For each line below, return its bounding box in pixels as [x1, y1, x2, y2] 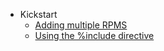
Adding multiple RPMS [34, 19, 128, 31]
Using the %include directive [34, 30, 155, 41]
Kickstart [19, 9, 58, 20]
